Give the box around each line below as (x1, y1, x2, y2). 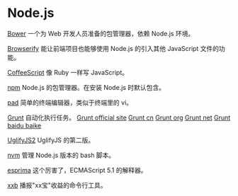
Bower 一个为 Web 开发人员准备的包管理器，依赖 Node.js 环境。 (7, 29, 195, 38)
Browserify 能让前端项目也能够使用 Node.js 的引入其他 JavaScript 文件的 (7, 44, 220, 52)
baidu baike (7, 121, 42, 129)
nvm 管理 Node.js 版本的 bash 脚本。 (7, 151, 115, 159)
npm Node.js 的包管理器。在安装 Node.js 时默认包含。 (7, 83, 165, 91)
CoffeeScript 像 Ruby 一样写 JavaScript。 (7, 68, 129, 76)
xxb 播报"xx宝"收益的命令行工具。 (7, 180, 108, 189)
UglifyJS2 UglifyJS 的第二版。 (7, 136, 95, 144)
